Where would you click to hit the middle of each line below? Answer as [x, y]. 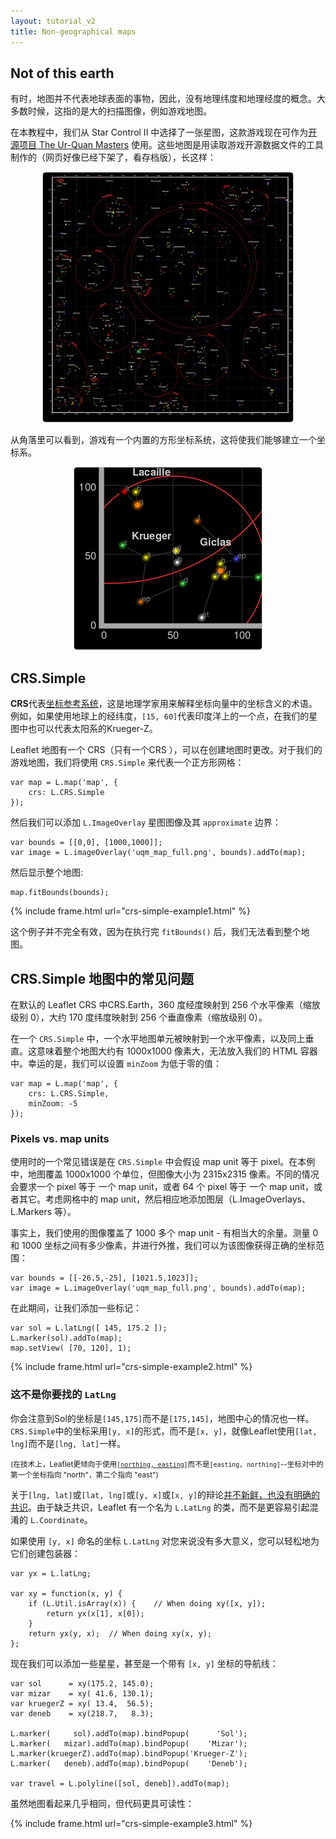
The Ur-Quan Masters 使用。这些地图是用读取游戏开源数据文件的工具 [181, 145]
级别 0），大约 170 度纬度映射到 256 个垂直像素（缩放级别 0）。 [139, 1017]
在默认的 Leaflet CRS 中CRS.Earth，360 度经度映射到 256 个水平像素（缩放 [165, 1004]
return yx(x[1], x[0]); [95, 1613]
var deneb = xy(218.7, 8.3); [82, 1713]
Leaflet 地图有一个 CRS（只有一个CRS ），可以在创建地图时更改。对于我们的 [166, 750]
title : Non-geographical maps [73, 31]
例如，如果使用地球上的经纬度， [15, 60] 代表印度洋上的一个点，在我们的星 [164, 716]
